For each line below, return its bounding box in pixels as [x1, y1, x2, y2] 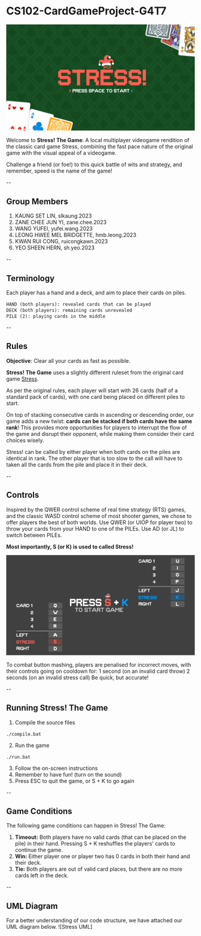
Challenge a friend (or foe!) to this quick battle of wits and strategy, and [6, 161, 182, 168]
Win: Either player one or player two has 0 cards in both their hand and [14, 853, 190, 860]
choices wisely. [6, 437, 44, 444]
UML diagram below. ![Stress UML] [6, 923, 93, 931]
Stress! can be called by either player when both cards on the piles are [6, 448, 181, 455]
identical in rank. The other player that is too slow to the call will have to [6, 455, 182, 462]
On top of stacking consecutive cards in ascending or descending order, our [6, 411, 194, 418]
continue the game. [14, 847, 63, 854]
